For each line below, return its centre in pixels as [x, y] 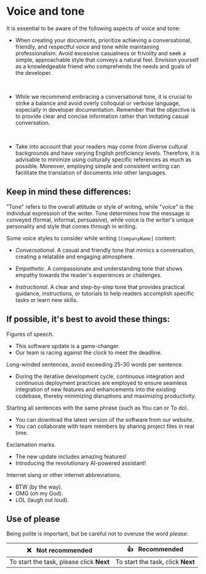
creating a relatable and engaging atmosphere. [74, 257]
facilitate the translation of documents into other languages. [91, 173]
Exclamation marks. [31, 444]
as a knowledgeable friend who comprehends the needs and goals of [103, 66]
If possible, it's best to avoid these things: [88, 320]
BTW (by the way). [39, 487]
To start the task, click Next [155, 562]
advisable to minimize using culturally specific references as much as [103, 159]
